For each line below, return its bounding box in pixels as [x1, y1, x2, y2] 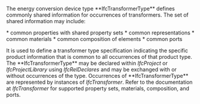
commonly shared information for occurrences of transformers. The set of [6, 11, 189, 18]
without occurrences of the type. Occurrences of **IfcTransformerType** [6, 73, 189, 79]
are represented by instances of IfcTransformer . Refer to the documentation [6, 78, 193, 86]
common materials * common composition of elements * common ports [6, 36, 183, 42]
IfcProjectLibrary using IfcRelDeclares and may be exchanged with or [6, 66, 177, 73]
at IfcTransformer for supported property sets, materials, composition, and [6, 85, 189, 92]
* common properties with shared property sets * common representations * [6, 29, 195, 36]
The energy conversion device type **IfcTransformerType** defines [6, 5, 175, 12]
